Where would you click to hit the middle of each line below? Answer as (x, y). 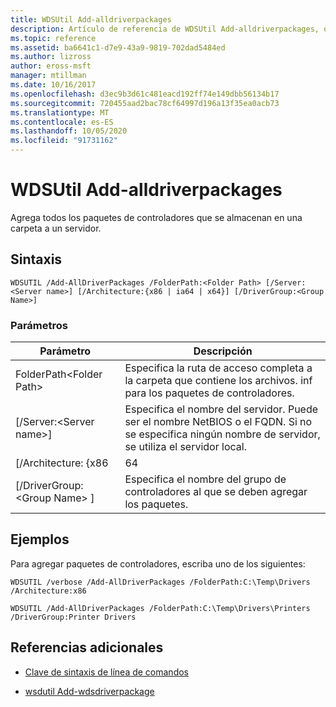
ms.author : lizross (51, 57)
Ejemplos (40, 539)
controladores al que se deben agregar (216, 492)
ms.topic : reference (53, 38)
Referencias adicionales (87, 647)
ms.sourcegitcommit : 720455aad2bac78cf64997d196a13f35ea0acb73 (145, 103)
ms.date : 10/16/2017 (53, 85)
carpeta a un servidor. (56, 228)
